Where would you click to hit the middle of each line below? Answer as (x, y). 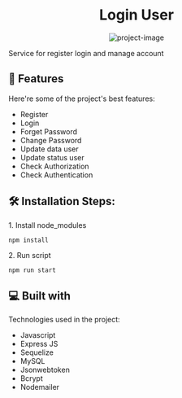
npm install (28, 240)
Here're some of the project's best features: (82, 98)
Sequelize (37, 352)
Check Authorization (54, 166)
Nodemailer (39, 387)
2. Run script (30, 255)
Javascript (38, 335)
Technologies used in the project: (64, 320)
